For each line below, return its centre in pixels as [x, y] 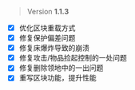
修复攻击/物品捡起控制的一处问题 [73, 58]
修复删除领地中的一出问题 [61, 68]
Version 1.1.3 [48, 12]
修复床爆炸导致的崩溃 [54, 48]
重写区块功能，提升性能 [58, 78]
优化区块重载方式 [47, 28]
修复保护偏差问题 [47, 38]
